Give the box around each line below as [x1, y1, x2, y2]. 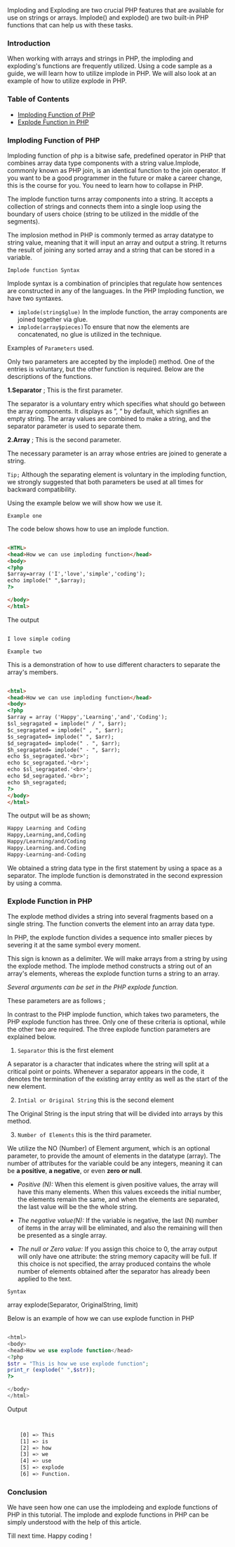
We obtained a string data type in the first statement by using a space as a [7, 864, 222, 872]
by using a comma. [7, 879, 62, 887]
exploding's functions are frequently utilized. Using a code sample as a [7, 62, 213, 70]
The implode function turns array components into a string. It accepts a [7, 195, 214, 203]
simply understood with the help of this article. [7, 1518, 142, 1527]
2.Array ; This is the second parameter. [7, 435, 121, 444]
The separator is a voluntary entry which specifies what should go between [7, 399, 226, 408]
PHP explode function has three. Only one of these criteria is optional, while [7, 1018, 226, 1026]
